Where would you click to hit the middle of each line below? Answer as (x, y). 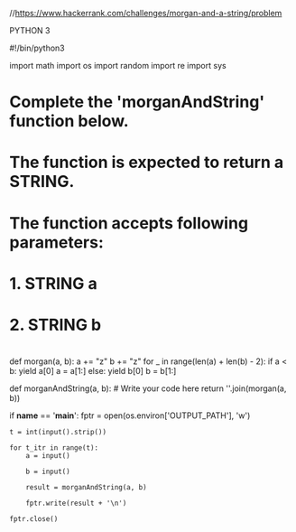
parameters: (56, 242)
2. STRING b (55, 325)
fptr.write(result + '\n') (76, 504)
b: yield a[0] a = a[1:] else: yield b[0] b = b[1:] (93, 371)
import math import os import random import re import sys (118, 65)
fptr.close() (34, 519)
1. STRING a (53, 283)
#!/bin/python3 (37, 48)
